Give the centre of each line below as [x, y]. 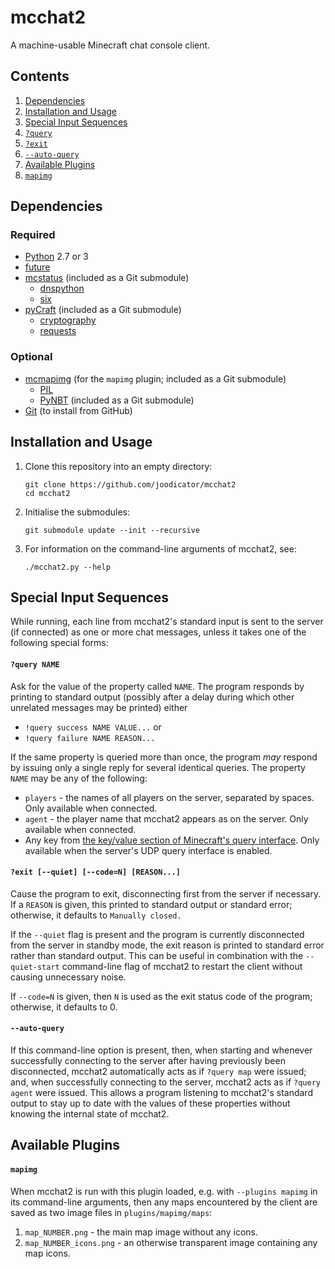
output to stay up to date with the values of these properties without [150, 1103]
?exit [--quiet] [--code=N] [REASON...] [96, 872]
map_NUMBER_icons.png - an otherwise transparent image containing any [171, 1242]
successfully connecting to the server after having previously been [148, 1060]
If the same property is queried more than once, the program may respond [164, 757]
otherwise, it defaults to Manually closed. [96, 915]
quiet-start [35, 967]
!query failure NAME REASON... [90, 738]
